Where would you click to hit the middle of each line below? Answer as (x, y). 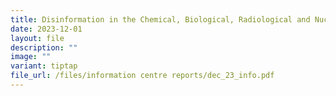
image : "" (31, 57)
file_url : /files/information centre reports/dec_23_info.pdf (142, 76)
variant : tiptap (44, 66)
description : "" (44, 47)
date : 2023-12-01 (46, 29)
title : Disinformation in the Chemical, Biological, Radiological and (160, 19)
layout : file (37, 38)
